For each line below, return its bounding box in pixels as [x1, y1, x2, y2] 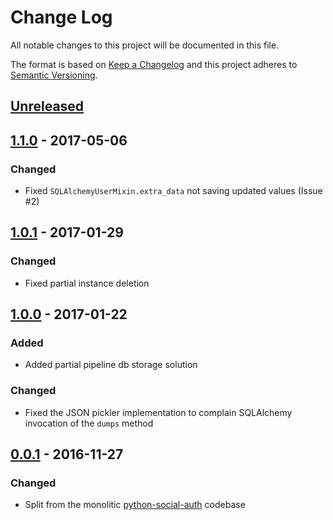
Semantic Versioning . [10, 69, 98, 81]
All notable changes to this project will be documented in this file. [10, 39, 280, 51]
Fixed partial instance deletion [24, 277, 150, 289]
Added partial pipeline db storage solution [24, 359, 198, 371]
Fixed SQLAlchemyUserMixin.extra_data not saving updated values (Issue [24, 185, 323, 197]
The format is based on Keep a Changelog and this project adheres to [10, 58, 298, 70]
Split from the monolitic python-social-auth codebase [24, 499, 246, 511]
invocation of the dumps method [24, 417, 154, 429]
